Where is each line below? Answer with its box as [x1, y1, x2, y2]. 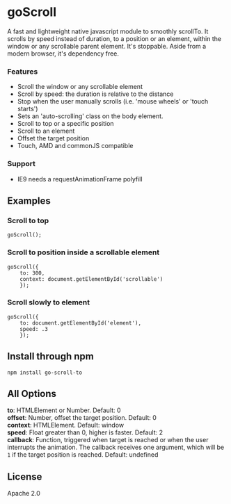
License [7, 471, 42, 482]
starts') [17, 105, 38, 113]
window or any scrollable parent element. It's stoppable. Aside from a [7, 42, 207, 50]
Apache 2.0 [7, 489, 40, 498]
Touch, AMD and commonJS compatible [17, 142, 134, 150]
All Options [7, 388, 57, 400]
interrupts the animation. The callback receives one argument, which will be [7, 443, 225, 452]
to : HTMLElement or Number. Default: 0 [7, 406, 121, 414]
